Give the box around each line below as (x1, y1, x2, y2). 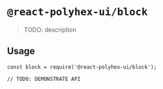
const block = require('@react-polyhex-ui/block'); (7, 64, 157, 71)
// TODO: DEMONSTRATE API (7, 75, 80, 82)
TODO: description (23, 25, 77, 34)
